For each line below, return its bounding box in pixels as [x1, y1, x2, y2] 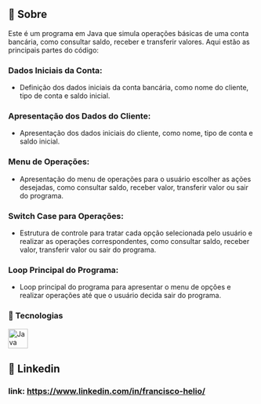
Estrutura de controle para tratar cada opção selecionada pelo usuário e [19, 228, 253, 238]
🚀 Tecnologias [8, 311, 63, 322]
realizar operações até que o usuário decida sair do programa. [19, 291, 222, 300]
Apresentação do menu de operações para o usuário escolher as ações [19, 174, 252, 184]
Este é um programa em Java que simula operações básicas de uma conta [8, 28, 249, 38]
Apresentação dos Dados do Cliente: [8, 111, 151, 122]
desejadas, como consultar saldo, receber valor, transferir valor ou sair [19, 182, 248, 192]
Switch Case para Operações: [8, 210, 124, 221]
